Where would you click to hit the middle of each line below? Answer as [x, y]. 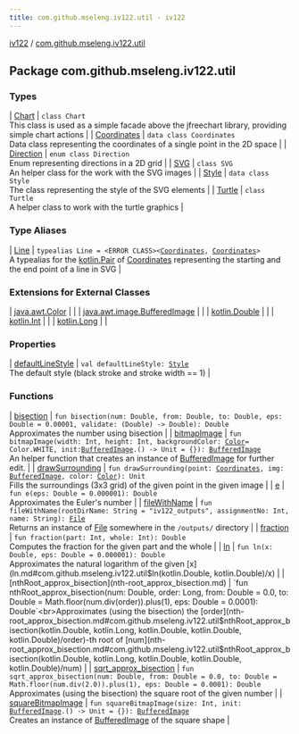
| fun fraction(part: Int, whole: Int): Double [98, 537]
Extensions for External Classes [80, 292]
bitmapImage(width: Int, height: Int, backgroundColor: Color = [129, 442]
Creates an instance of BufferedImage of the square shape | [120, 720]
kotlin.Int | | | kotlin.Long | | [58, 321]
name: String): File [48, 519]
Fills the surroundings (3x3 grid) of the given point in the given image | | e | [147, 485]
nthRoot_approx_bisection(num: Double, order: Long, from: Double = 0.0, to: [149, 592]
